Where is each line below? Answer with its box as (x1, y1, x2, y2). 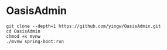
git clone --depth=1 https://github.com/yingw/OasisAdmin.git (6, 23, 161, 29)
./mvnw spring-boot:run (6, 38, 64, 44)
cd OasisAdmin (6, 28, 41, 34)
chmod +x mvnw (6, 33, 41, 39)
